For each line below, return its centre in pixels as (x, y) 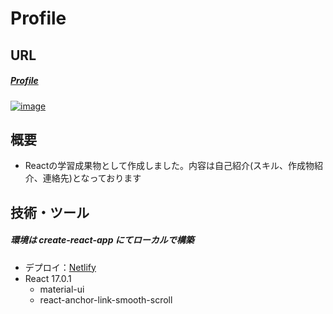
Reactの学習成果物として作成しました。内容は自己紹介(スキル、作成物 (169, 166)
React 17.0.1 (48, 278)
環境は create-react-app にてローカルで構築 (102, 240)
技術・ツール (50, 212)
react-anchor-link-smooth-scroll (106, 299)
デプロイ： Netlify (60, 267)
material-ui (62, 289)
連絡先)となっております (92, 178)
